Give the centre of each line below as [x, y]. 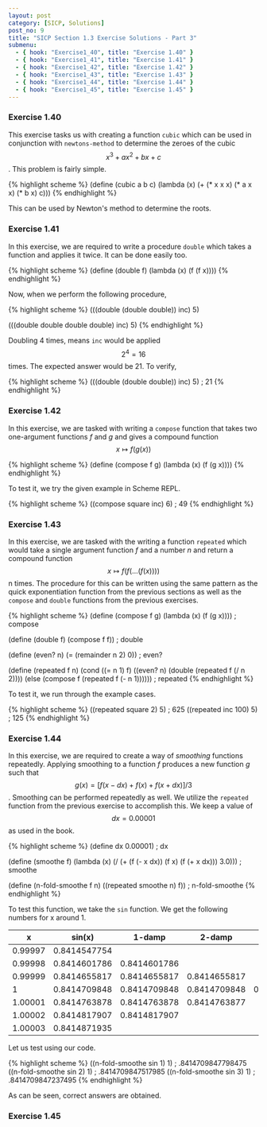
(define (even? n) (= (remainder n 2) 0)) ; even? [85, 655]
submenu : [23, 45]
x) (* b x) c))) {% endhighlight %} [63, 193]
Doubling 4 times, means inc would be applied [85, 340]
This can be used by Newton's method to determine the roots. [110, 208]
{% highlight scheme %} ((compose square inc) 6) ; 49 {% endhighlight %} [131, 503]
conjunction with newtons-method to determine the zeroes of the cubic [122, 143]
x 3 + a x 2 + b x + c [133, 156]
